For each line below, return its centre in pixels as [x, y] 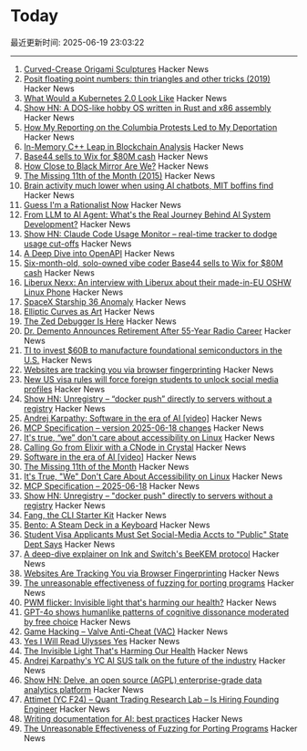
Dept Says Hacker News [69, 544]
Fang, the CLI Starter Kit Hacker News [95, 515]
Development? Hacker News [77, 224]
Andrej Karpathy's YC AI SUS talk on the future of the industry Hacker [154, 660]
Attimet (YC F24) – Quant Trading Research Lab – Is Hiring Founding [151, 699]
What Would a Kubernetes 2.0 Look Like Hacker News [125, 98]
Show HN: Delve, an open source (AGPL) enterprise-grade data [143, 680]
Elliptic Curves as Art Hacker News [89, 311]
